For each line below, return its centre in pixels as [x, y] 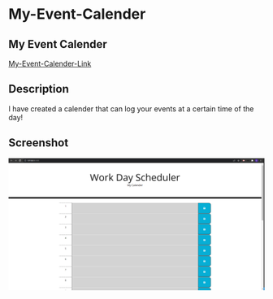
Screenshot [39, 143]
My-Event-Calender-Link [50, 63]
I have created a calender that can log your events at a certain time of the [131, 108]
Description [39, 89]
